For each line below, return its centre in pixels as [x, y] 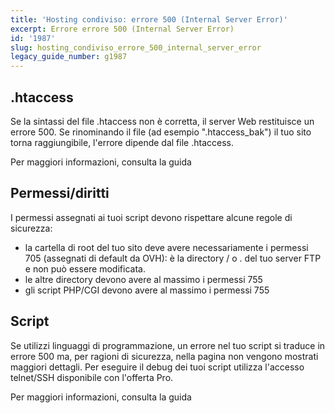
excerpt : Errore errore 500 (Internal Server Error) [122, 29]
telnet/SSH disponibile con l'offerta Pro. [92, 377]
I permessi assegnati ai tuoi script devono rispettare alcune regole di [151, 217]
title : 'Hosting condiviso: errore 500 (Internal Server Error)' [149, 19]
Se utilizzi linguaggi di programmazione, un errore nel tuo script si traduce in [168, 345]
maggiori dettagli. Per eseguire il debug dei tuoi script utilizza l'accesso [157, 367]
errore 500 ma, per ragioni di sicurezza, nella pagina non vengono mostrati [164, 356]
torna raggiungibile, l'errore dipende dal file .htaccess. [122, 142]
